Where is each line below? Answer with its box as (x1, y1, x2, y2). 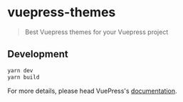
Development (7, 48, 69, 60)
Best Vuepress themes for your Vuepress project (24, 28, 169, 36)
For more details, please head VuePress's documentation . (7, 86, 177, 95)
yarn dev (7, 67, 33, 74)
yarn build (7, 74, 40, 81)
